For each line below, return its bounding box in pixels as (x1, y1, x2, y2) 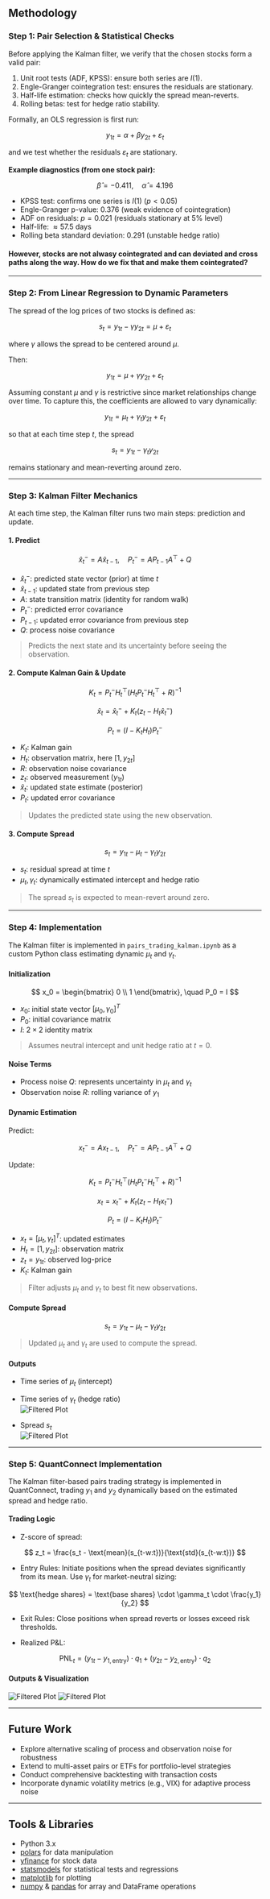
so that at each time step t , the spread (8, 429, 134, 439)
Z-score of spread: (19, 1532, 83, 1542)
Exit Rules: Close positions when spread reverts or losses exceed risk (19, 1613, 251, 1623)
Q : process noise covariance (19, 625, 115, 635)
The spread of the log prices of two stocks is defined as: (8, 305, 196, 315)
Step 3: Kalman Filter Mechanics (8, 490, 138, 501)
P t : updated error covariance (19, 793, 116, 804)
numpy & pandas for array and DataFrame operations (19, 1881, 197, 1892)
